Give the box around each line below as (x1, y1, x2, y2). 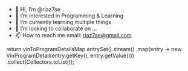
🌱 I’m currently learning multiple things (15, 19, 112, 25)
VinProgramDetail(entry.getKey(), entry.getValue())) (6, 52, 135, 59)
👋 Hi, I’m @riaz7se (15, 6, 60, 13)
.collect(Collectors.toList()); (6, 58, 74, 66)
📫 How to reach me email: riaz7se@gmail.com (15, 32, 132, 39)
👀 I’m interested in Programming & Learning (15, 12, 124, 19)
